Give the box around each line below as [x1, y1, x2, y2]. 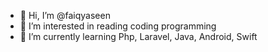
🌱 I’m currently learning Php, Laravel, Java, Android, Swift [19, 31, 258, 42]
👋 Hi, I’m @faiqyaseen [19, 10, 111, 21]
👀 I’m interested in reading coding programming [19, 20, 217, 32]
